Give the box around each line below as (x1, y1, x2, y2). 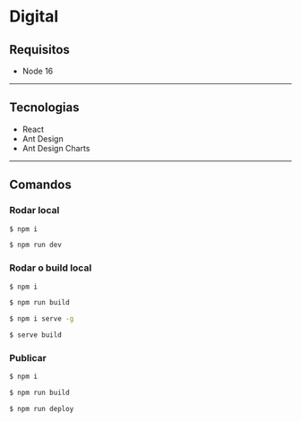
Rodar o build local (9, 262, 92, 274)
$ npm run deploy (9, 405, 74, 414)
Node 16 (21, 65, 54, 76)
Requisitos (9, 42, 70, 57)
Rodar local (9, 204, 60, 217)
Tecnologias (9, 100, 80, 116)
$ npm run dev (9, 240, 63, 250)
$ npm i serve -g (9, 314, 74, 323)
